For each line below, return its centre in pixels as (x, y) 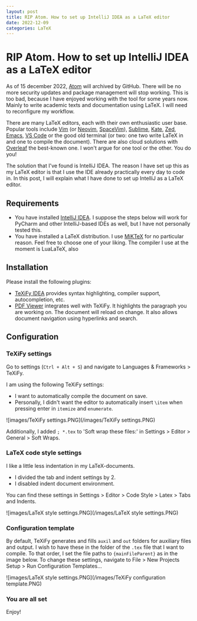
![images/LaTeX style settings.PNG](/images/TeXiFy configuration (86, 578)
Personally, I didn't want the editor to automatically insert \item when (98, 402)
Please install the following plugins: (49, 282)
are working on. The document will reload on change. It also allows (96, 312)
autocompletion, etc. (40, 299)
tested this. (28, 230)
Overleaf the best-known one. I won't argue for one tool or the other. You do (99, 148)
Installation (27, 268)
